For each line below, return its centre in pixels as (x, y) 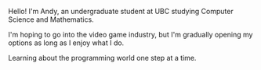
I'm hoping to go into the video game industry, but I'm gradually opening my (130, 35)
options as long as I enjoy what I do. (66, 43)
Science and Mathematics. (51, 19)
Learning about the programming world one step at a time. (102, 58)
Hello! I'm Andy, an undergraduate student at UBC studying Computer (121, 11)
